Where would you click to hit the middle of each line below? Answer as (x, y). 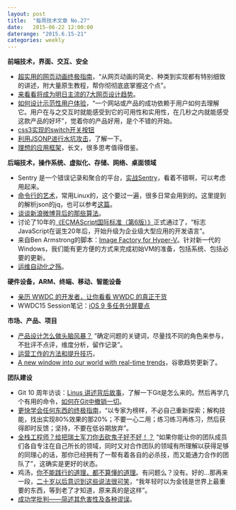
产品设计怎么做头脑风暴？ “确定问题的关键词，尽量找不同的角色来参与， (122, 336)
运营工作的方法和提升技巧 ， (58, 354)
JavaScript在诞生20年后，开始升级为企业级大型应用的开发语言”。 (113, 231)
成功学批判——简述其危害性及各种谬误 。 (77, 499)
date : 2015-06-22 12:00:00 (50, 27)
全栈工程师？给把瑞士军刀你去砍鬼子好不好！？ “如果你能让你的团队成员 (122, 437)
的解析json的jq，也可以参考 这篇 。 (67, 205)
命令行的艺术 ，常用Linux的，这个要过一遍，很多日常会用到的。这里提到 (122, 195)
